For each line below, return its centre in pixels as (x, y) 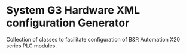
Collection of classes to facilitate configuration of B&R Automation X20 (93, 39)
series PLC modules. (31, 46)
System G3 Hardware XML (73, 10)
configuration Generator (68, 23)
